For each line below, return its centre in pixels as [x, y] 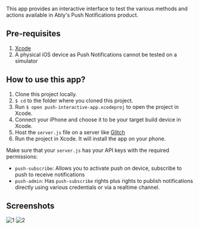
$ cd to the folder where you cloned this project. [74, 100]
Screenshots [30, 206]
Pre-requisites [33, 34]
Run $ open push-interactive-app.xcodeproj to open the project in [97, 106]
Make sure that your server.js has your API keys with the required [88, 150]
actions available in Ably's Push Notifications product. [72, 15]
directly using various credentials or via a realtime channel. [87, 187]
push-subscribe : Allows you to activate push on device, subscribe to [98, 168]
